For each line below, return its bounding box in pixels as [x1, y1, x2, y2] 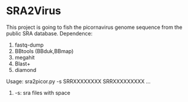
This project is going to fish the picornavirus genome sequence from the [6, 24, 183, 31]
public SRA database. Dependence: [6, 29, 93, 37]
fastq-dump [14, 41, 44, 48]
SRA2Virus [6, 4, 61, 18]
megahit [14, 54, 35, 61]
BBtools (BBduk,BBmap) [14, 47, 74, 54]
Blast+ [14, 60, 31, 67]
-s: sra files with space [14, 89, 71, 96]
